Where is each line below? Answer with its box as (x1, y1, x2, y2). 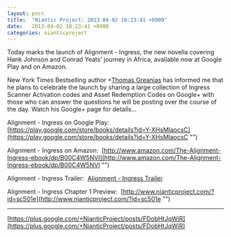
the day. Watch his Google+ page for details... (7, 105, 137, 113)
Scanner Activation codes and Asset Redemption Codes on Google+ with (7, 91, 214, 99)
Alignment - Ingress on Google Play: (7, 118, 110, 127)
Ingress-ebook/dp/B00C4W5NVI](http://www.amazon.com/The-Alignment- (7, 154, 221, 162)
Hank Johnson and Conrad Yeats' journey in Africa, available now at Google (7, 56, 222, 64)
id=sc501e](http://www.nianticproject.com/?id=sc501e (7, 195, 162, 203)
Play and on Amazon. (7, 63, 67, 71)
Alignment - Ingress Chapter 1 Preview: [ (7, 188, 124, 196)
